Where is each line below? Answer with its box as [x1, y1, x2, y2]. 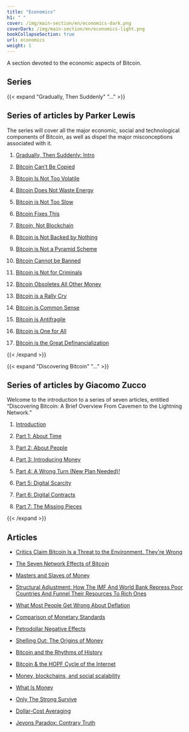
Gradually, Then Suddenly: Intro [15, 151, 95, 158]
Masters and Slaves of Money [15, 572, 90, 579]
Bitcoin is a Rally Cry [15, 292, 67, 299]
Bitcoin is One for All [15, 327, 67, 334]
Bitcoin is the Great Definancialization [15, 339, 109, 346]
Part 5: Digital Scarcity [15, 479, 72, 487]
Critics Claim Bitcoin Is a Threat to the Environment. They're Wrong [15, 548, 183, 556]
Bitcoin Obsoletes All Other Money [15, 280, 101, 288]
